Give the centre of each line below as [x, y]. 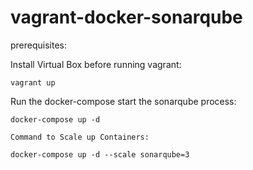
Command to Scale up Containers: [80, 137]
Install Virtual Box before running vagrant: [96, 64]
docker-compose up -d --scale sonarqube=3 [100, 154]
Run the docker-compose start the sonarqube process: [123, 101]
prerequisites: [39, 45]
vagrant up [33, 82]
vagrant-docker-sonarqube [126, 17]
